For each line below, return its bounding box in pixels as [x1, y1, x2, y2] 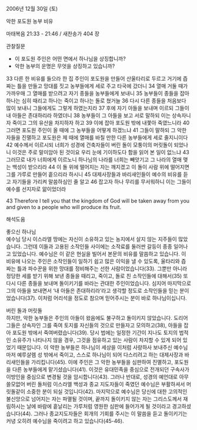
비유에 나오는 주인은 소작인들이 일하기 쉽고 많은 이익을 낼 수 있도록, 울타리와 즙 [6, 258, 186, 264]
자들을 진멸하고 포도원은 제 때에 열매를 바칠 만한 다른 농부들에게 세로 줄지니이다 [6, 134, 188, 141]
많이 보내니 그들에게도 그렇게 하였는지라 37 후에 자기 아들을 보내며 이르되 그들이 [6, 105, 189, 111]
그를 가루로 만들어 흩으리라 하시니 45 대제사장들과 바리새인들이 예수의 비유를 [6, 171, 182, 178]
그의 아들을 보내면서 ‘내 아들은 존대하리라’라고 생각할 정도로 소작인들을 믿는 [6, 287, 178, 294]
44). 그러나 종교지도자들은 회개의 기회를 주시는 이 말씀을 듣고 [22, 410, 163, 417]
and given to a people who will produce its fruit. [6, 204, 122, 210]
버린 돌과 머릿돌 [6, 307, 43, 314]
